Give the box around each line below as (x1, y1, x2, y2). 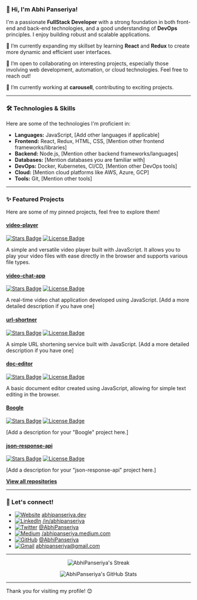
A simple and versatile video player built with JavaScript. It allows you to (6, 246, 181, 253)
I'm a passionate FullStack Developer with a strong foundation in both (6, 19, 176, 26)
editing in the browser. (6, 391, 60, 398)
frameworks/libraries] (14, 144, 67, 151)
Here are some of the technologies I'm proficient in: (6, 120, 131, 127)
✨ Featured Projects (6, 195, 64, 203)
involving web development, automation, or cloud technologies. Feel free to (6, 66, 189, 73)
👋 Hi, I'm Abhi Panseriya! (6, 5, 78, 13)
